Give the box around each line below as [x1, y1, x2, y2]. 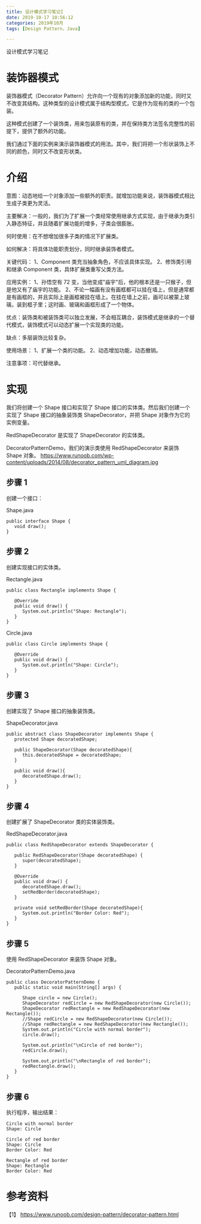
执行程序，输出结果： [6, 1109, 59, 1116]
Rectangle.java [6, 575, 43, 583]
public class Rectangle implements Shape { [6, 587, 117, 593]
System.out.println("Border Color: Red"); [22, 910, 130, 916]
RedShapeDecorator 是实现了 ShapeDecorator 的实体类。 [6, 432, 148, 439]
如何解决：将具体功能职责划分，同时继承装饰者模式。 [6, 246, 138, 253]
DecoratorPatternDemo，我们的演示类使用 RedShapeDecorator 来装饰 [6, 444, 179, 452]
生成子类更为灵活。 [6, 199, 54, 207]
